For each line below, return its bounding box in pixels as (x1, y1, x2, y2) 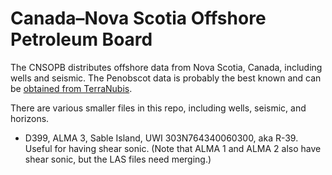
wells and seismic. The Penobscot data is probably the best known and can (10, 72, 322, 84)
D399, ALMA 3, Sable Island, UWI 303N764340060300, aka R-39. (24, 132, 299, 144)
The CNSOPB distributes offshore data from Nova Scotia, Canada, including (10, 61, 323, 73)
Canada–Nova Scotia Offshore (10, 7, 267, 30)
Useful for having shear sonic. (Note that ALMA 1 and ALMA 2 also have (24, 142, 322, 154)
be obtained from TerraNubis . (10, 82, 133, 94)
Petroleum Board (10, 28, 153, 51)
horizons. (10, 112, 50, 124)
